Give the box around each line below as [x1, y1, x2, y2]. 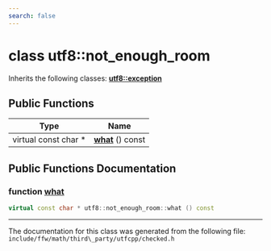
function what [8, 186, 65, 197]
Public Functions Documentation [8, 161, 177, 175]
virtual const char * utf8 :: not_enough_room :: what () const [8, 204, 215, 212]
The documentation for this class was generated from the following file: [8, 226, 246, 236]
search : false [8, 11, 56, 20]
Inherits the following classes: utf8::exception [8, 73, 163, 83]
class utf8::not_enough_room [8, 46, 211, 65]
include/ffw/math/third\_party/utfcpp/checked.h [8, 235, 175, 243]
